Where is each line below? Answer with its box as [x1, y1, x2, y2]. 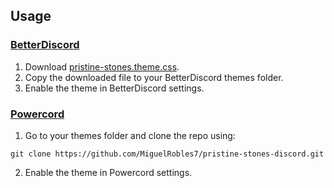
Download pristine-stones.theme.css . [24, 60, 180, 73]
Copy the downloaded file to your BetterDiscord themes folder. [24, 71, 284, 83]
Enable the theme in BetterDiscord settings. [24, 82, 205, 94]
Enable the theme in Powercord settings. [24, 166, 193, 178]
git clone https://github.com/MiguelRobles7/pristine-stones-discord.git [10, 149, 325, 159]
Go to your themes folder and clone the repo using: [24, 129, 236, 141]
